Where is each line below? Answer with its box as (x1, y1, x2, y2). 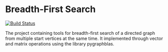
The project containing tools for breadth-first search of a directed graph (5, 30, 155, 36)
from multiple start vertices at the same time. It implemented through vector (5, 35, 163, 41)
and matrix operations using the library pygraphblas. (5, 40, 115, 46)
